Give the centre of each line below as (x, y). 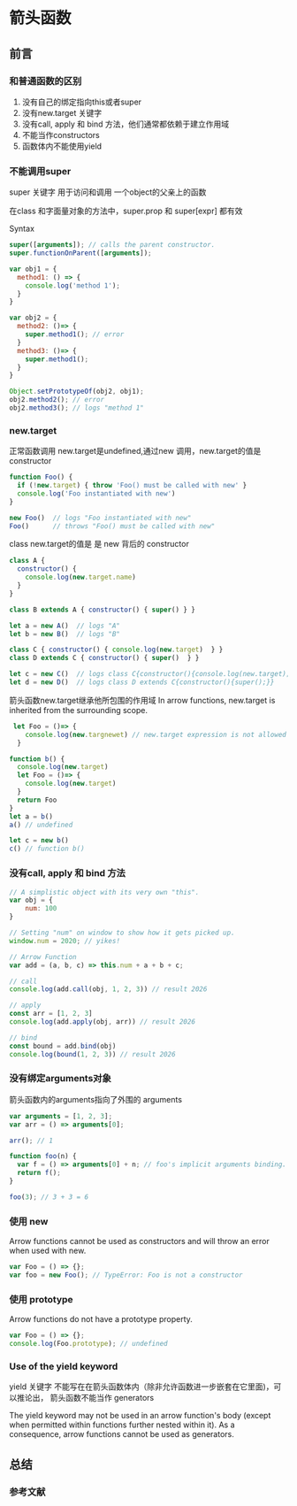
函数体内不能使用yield (62, 146)
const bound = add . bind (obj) (63, 1046)
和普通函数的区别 (46, 81)
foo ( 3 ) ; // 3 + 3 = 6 (49, 1197)
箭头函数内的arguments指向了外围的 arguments (96, 1099)
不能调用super (40, 171)
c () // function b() (47, 849)
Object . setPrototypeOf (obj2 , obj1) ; (76, 392)
